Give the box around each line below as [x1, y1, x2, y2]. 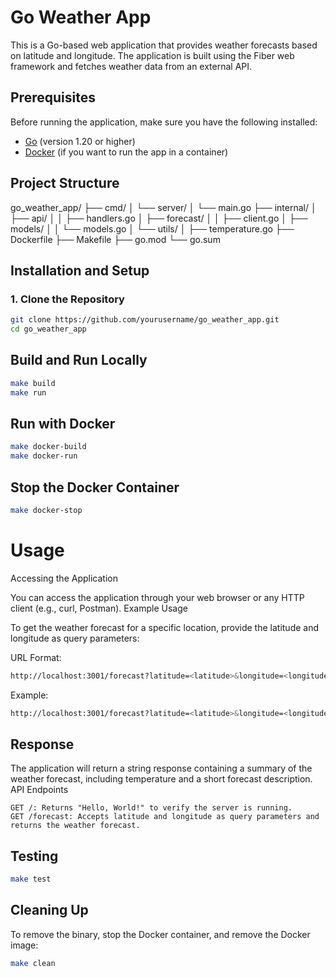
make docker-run [10, 451, 78, 461]
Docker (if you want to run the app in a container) [24, 146, 229, 158]
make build [10, 378, 56, 388]
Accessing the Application [10, 572, 118, 584]
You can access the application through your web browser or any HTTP [10, 591, 305, 603]
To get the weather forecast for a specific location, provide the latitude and [10, 621, 320, 633]
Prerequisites [10, 89, 96, 106]
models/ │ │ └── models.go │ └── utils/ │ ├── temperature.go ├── [10, 222, 295, 235]
